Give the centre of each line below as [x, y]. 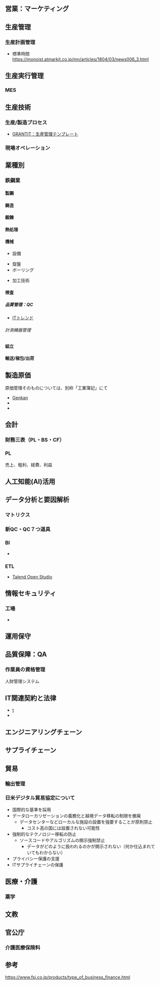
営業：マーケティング [37, 9]
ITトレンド [23, 318]
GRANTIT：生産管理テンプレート [45, 134]
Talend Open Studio [32, 577]
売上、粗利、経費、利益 [29, 465]
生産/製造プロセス [26, 123]
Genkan [20, 398]
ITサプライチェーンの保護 [38, 864]
